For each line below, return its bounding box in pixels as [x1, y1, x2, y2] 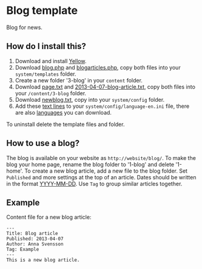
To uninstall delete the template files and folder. [6, 121, 125, 128]
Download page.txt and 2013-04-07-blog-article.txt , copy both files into [15, 83, 196, 90]
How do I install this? [6, 41, 86, 51]
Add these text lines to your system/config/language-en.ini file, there [15, 102, 190, 110]
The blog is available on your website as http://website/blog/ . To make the [6, 154, 196, 161]
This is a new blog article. [6, 257, 80, 264]
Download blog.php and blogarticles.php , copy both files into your [15, 64, 181, 71]
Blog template [6, 4, 78, 18]
